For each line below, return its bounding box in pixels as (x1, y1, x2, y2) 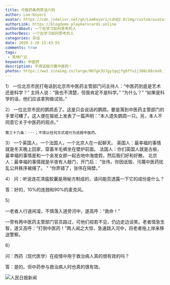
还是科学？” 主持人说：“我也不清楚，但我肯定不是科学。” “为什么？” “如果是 (5, 90, 160, 95)
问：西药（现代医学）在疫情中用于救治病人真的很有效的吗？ (5, 253, 130, 259)
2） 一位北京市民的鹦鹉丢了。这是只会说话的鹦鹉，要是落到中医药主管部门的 (5, 107, 164, 112)
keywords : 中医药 (5, 59, 39, 64)
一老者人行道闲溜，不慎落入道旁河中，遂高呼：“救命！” (5, 208, 120, 214)
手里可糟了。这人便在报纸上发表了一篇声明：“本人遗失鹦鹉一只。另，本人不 (5, 113, 163, 119)
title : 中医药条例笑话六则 (5, 7, 56, 13)
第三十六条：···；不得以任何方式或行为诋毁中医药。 (5, 130, 99, 135)
